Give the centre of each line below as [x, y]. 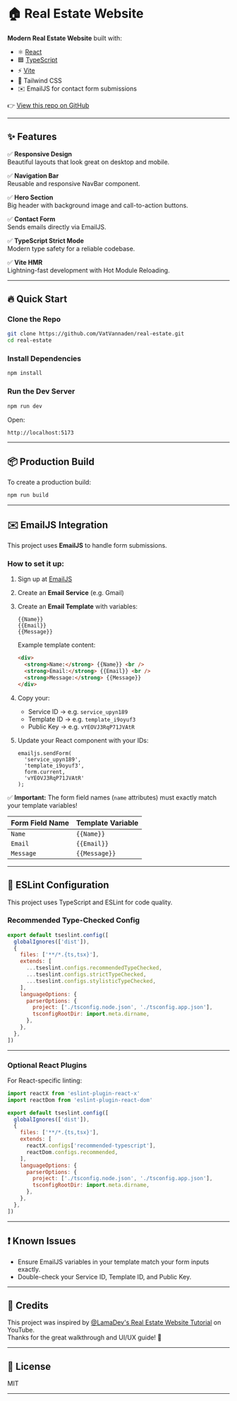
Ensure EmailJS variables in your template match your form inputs [113, 1262]
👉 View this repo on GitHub [48, 105]
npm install [25, 373]
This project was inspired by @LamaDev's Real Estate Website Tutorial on [114, 1322]
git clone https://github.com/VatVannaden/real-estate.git [96, 334]
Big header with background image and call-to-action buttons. [98, 205]
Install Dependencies [44, 359]
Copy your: [34, 698]
